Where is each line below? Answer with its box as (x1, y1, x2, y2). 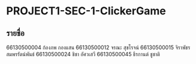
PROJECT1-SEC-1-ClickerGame (6, 4, 166, 18)
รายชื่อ (6, 28, 25, 38)
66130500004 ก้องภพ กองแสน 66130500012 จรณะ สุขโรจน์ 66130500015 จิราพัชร (6, 44, 191, 51)
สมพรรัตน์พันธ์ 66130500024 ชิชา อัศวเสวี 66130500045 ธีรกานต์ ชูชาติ (6, 51, 160, 57)
